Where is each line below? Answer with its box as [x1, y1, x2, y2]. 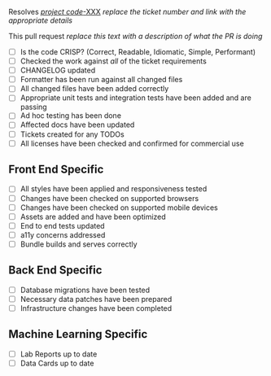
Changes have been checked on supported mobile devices [20, 203, 218, 212]
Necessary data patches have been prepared [20, 294, 173, 304]
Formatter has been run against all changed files [20, 75, 183, 85]
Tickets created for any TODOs [20, 129, 125, 139]
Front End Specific [8, 163, 104, 177]
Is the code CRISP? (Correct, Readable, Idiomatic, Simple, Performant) [20, 47, 256, 56]
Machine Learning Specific [8, 327, 148, 341]
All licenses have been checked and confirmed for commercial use [20, 138, 244, 148]
